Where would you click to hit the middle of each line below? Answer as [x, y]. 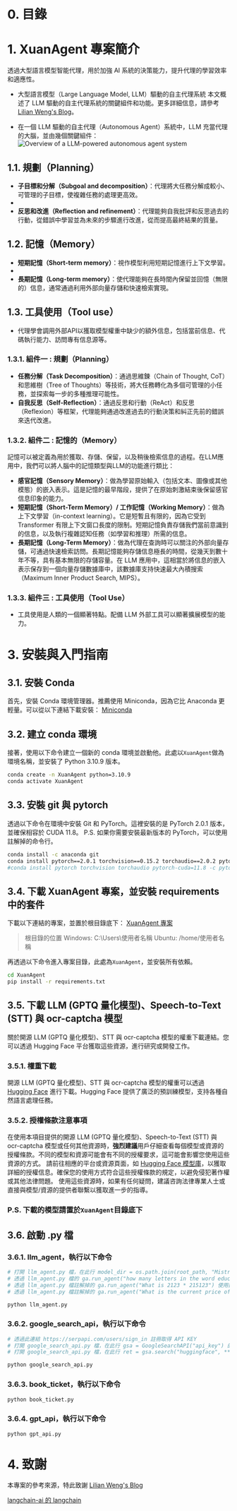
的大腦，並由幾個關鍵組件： [58, 136]
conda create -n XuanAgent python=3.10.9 [69, 775]
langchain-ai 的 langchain [44, 1500]
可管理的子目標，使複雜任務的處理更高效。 [79, 194]
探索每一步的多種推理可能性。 [80, 393]
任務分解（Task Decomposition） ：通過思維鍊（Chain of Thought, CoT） [123, 376]
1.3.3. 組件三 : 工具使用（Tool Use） [68, 598]
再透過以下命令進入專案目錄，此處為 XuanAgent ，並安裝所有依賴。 [102, 962]
